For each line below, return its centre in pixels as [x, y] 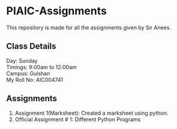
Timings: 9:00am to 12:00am [41, 67]
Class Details [31, 46]
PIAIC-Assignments [56, 11]
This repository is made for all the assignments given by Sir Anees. [89, 27]
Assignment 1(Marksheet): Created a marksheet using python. [91, 113]
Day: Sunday [22, 60]
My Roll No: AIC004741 [35, 79]
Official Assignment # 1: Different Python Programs [78, 119]
